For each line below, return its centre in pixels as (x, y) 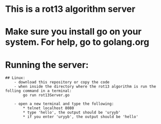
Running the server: (47, 65)
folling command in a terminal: (38, 91)
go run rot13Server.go (46, 95)
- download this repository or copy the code (62, 83)
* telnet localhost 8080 (49, 108)
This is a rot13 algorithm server (70, 9)
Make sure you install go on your (74, 32)
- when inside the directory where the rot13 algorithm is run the (85, 87)
